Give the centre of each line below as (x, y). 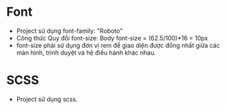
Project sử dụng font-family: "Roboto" (69, 31)
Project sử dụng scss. (47, 99)
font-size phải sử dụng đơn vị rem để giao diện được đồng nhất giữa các (118, 45)
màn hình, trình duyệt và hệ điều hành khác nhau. (86, 53)
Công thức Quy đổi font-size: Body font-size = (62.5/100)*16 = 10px (112, 38)
